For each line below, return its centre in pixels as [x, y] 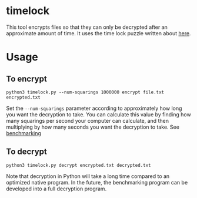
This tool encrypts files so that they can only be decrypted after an [87, 27]
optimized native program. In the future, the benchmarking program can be [97, 182]
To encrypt [26, 78]
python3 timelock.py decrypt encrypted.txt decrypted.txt [79, 165]
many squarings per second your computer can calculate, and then [88, 120]
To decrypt [26, 152]
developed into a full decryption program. [56, 189]
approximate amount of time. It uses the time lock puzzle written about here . [98, 33]
